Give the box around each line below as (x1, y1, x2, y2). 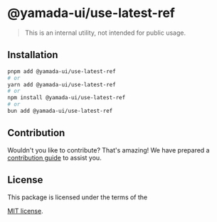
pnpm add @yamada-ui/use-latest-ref (7, 67, 116, 75)
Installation (7, 49, 58, 61)
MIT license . (7, 206, 44, 215)
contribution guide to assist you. (7, 153, 102, 162)
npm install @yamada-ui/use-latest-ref (7, 94, 126, 101)
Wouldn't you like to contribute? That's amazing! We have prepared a (7, 145, 210, 154)
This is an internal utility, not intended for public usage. (24, 28, 186, 37)
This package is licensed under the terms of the (7, 193, 148, 201)
